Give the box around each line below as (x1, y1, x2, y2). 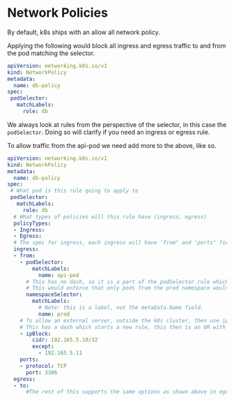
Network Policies (7, 5, 108, 21)
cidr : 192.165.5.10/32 (32, 336, 98, 343)
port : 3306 (25, 368, 58, 376)
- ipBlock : (19, 330, 52, 337)
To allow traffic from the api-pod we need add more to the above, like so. (7, 141, 217, 149)
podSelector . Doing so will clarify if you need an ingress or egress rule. (7, 128, 210, 136)
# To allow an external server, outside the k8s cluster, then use (19, 317, 219, 324)
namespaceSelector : (25, 291, 82, 298)
